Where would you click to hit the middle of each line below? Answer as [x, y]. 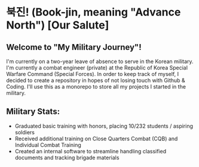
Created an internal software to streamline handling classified [90, 151]
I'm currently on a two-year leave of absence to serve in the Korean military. [100, 61]
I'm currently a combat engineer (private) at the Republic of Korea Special [97, 68]
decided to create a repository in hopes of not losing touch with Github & [96, 80]
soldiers [25, 132]
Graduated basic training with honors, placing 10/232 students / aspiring [104, 126]
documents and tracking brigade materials [67, 157]
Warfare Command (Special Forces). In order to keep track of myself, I [93, 74]
